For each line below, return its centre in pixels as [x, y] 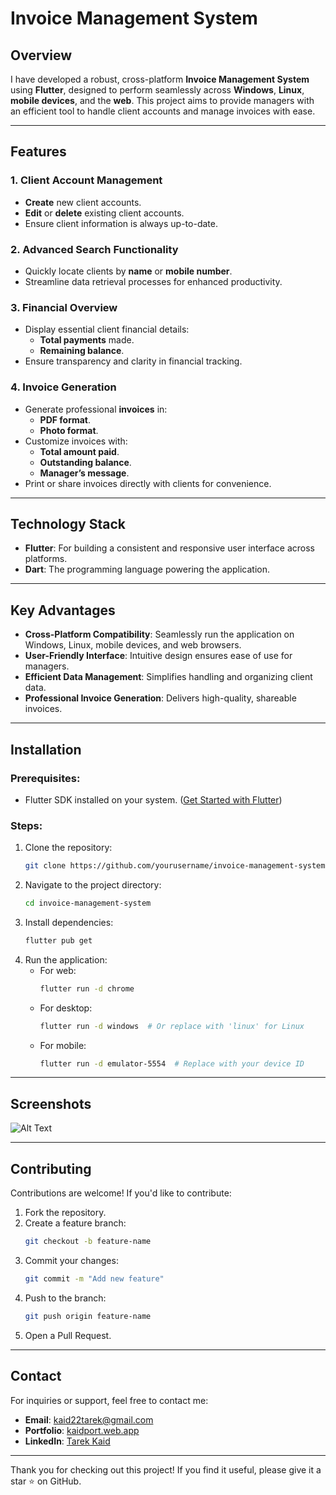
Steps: [26, 825]
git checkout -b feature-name [88, 1242]
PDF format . [65, 419]
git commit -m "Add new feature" [94, 1278]
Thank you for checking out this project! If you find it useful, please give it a [166, 1469]
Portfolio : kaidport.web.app [82, 1430]
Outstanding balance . [85, 462]
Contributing [51, 1168]
